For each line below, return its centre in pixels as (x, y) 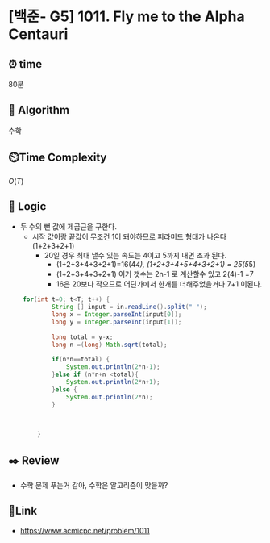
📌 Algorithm (39, 110)
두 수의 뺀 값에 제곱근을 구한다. (68, 227)
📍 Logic (27, 207)
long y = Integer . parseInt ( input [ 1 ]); (116, 322)
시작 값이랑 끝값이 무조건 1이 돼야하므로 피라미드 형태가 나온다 (129, 237)
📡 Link (23, 511)
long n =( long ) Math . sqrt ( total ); (109, 345)
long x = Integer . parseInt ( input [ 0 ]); (116, 315)
